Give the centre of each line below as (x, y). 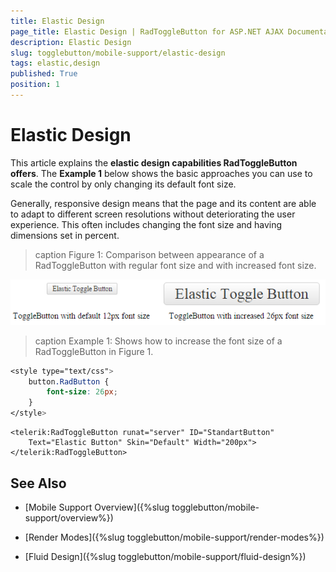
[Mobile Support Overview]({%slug (97, 507)
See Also (38, 483)
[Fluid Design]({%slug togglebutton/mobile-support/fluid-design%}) (165, 556)
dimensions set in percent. (65, 235)
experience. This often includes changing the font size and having (146, 224)
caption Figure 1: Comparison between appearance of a (149, 254)
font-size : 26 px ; (82, 392)
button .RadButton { (69, 381)
